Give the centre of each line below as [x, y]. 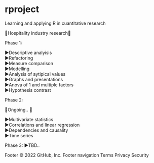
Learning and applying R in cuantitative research [55, 23]
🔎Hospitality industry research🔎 [38, 33]
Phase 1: [13, 43]
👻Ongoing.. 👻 [18, 110]
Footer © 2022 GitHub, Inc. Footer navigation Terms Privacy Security [77, 155]
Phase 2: [14, 100]
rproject [22, 9]
